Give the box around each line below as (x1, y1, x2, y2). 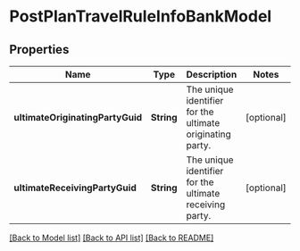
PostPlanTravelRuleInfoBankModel (9, 6, 272, 27)
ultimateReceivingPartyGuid (13, 181, 137, 194)
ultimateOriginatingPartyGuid (13, 112, 143, 123)
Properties (9, 42, 70, 57)
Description (186, 69, 237, 80)
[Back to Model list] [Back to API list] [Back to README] (9, 232, 214, 243)
